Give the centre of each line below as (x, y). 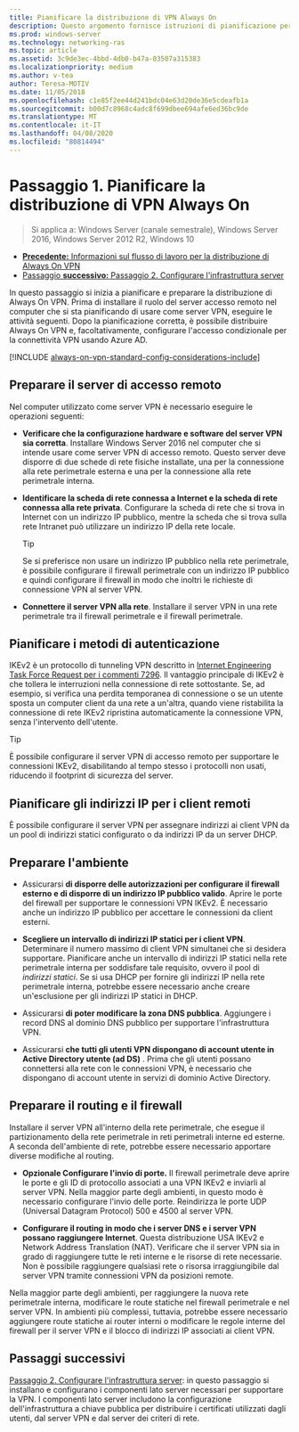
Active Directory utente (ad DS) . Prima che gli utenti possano (137, 1059)
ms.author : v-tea (41, 76)
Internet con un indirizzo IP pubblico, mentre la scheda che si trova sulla (154, 517)
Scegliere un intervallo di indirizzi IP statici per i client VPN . (134, 939)
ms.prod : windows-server (55, 34)
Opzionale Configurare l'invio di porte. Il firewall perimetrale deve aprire (156, 1173)
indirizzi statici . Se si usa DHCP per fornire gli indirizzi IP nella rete (143, 977)
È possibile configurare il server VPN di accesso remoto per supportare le (144, 757)
